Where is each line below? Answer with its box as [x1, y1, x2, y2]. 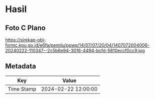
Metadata [5, 62, 36, 71]
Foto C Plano [5, 24, 46, 32]
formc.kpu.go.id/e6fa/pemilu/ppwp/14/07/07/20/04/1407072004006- [5, 42, 150, 48]
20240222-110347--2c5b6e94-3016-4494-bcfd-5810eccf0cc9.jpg [5, 48, 145, 53]
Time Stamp [8, 85, 37, 92]
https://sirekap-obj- [5, 37, 46, 43]
